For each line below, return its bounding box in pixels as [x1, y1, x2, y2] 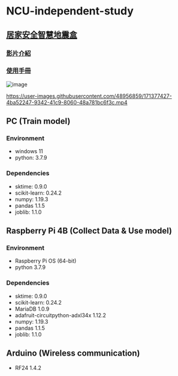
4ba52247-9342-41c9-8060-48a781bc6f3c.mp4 [6, 99, 128, 106]
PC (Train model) [6, 116, 71, 127]
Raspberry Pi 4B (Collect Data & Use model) [6, 226, 173, 236]
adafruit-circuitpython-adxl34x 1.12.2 [14, 311, 107, 319]
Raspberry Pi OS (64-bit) [14, 257, 77, 265]
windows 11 [14, 148, 43, 155]
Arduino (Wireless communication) [6, 348, 140, 359]
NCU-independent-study [6, 4, 134, 18]
